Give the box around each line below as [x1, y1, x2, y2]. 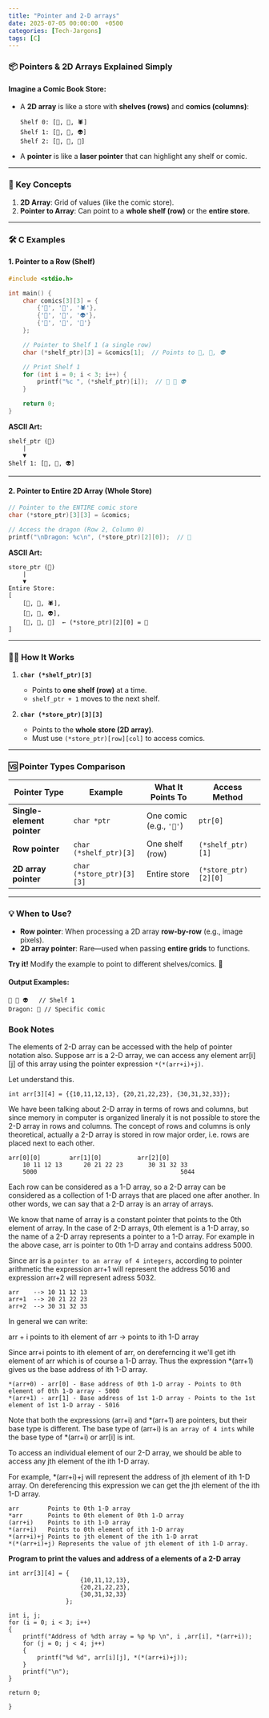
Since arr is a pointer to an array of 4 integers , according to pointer [8, 1256, 243, 1265]
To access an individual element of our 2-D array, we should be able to [8, 1448, 242, 1458]
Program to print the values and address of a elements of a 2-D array [8, 1554, 242, 1564]
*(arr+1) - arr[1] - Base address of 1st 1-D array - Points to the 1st [8, 1394, 256, 1402]
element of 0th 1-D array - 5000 [8, 1387, 120, 1395]
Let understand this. [8, 1075, 74, 1085]
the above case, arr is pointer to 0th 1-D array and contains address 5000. [8, 1240, 253, 1250]
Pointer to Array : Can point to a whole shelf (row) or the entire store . [19, 206, 251, 215]
